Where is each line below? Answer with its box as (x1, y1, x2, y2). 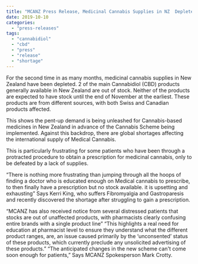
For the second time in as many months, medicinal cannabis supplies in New (6, 74, 192, 81)
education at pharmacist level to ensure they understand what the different (6, 226, 188, 233)
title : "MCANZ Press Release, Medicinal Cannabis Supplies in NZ (6, 8, 170, 15)
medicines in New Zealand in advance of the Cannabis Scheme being (6, 123, 175, 130)
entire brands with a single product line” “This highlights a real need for (6, 220, 179, 227)
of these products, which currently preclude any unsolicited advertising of (6, 239, 186, 246)
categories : (6, 19, 35, 25)
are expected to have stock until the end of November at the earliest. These (6, 93, 190, 100)
